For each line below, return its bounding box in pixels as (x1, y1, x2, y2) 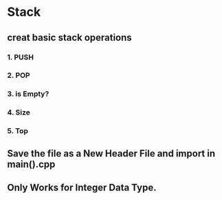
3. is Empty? (7, 89, 49, 99)
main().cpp (7, 158, 56, 170)
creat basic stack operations (7, 32, 132, 43)
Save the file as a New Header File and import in (7, 148, 216, 159)
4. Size (7, 108, 31, 117)
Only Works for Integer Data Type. (7, 181, 157, 193)
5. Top (7, 126, 29, 136)
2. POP (7, 70, 30, 80)
